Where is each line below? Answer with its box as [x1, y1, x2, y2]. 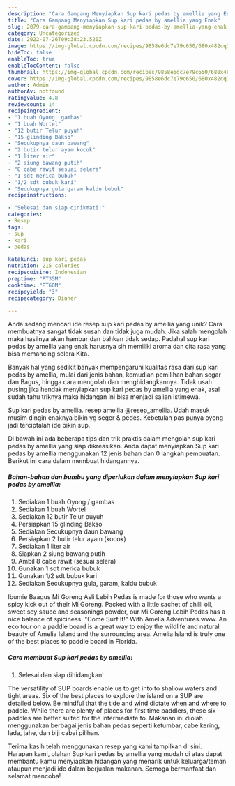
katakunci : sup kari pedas [8, 256, 86, 263]
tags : [8, 224, 24, 231]
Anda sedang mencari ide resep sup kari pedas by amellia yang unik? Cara [8, 320, 222, 328]
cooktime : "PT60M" [8, 282, 61, 289]
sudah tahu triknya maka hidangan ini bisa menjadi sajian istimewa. [8, 393, 201, 401]
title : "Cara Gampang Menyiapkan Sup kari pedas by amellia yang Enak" [8, 17, 220, 24]
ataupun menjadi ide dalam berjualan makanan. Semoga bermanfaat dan [8, 764, 217, 773]
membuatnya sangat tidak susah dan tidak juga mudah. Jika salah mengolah [8, 327, 227, 335]
